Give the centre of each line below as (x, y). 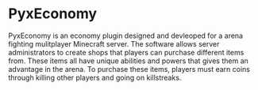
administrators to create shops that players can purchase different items (126, 52)
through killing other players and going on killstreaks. (95, 77)
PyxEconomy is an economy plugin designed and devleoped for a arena (126, 36)
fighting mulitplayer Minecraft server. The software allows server (114, 43)
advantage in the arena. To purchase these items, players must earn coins (129, 69)
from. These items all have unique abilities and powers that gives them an (128, 61)
